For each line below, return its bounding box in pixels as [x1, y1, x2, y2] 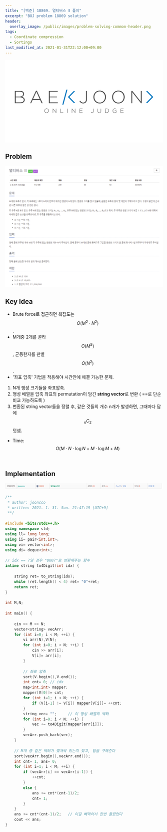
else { [23, 785, 37, 790]
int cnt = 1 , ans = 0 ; [14, 759, 57, 764]
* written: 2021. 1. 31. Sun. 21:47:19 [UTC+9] [7, 505, 108, 510]
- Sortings [9, 40, 32, 45]
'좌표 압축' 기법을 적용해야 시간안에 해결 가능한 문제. [12, 374, 114, 380]
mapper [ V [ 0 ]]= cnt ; [23, 690, 64, 695]
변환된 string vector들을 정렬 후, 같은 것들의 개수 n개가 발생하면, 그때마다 [12, 403, 156, 409]
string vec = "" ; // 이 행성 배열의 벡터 [23, 711, 109, 716]
